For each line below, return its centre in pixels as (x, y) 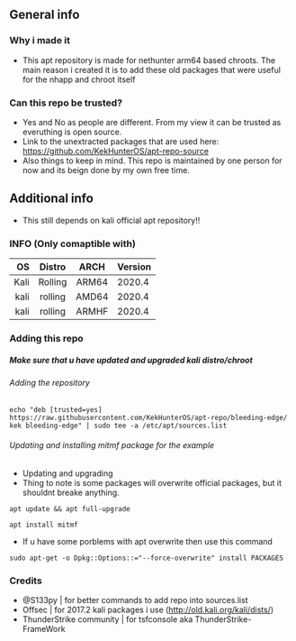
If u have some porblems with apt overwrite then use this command (147, 541)
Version (134, 267)
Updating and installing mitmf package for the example (112, 445)
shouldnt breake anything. (71, 492)
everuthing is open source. (72, 132)
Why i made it (40, 41)
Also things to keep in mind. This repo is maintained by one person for (152, 160)
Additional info (52, 199)
